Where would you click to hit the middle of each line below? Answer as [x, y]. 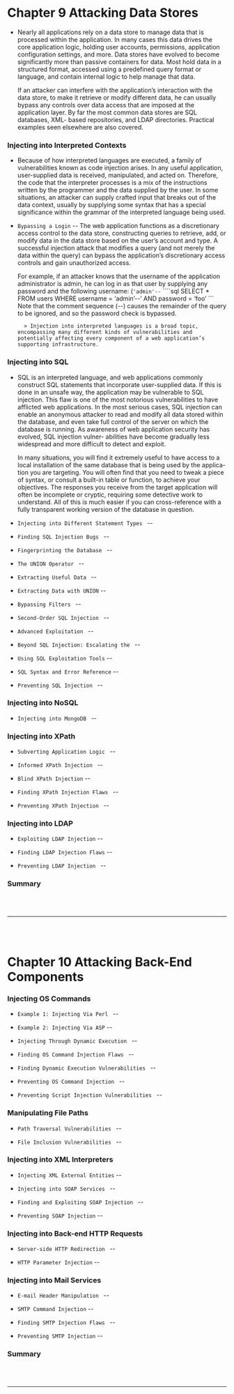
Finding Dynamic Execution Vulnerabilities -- [87, 1068]
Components [46, 977]
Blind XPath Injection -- [54, 778]
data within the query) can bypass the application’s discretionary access [121, 255]
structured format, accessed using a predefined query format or [109, 69]
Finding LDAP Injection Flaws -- [65, 852]
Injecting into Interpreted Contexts [67, 145]
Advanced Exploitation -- [55, 631]
